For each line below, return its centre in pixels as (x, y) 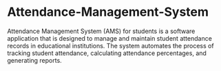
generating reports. (34, 60)
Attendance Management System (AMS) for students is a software (101, 31)
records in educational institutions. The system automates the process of (111, 45)
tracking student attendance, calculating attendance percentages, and (107, 53)
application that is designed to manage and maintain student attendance (109, 38)
